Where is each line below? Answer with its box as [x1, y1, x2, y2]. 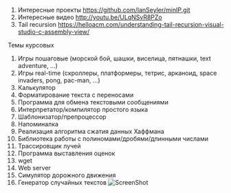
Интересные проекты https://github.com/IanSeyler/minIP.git [17, 6, 191, 14]
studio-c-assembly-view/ [17, 27, 90, 36]
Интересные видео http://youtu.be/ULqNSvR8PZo [17, 13, 162, 21]
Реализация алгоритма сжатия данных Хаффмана [17, 127, 164, 135]
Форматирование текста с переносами [17, 91, 134, 99]
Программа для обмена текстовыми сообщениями [17, 98, 169, 106]
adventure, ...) [17, 62, 58, 69]
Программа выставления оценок [17, 149, 115, 157]
